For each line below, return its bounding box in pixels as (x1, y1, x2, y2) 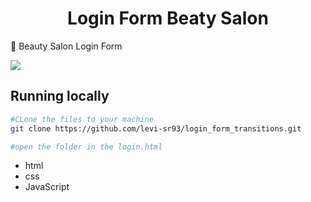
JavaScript (24, 181, 70, 193)
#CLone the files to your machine (10, 114, 155, 124)
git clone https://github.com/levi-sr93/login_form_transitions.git (10, 123, 302, 134)
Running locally (10, 88, 110, 105)
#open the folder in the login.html (10, 142, 163, 152)
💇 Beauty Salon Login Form (10, 40, 123, 52)
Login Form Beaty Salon (67, 7, 269, 30)
